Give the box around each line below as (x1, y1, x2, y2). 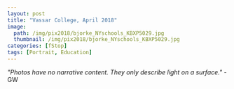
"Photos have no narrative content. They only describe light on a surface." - (7, 67, 227, 76)
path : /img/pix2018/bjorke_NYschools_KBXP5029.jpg (13, 29, 165, 37)
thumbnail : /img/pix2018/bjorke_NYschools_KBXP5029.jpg (13, 36, 180, 43)
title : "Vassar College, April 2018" (7, 17, 118, 24)
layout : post (7, 10, 46, 17)
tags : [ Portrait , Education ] (7, 49, 92, 56)
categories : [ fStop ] (7, 42, 68, 49)
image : (7, 23, 27, 30)
